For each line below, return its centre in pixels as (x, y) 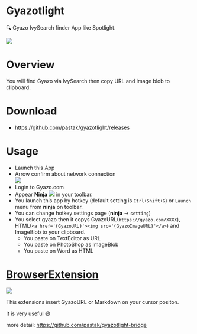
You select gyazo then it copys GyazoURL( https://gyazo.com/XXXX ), (97, 219)
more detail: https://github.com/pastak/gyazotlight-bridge (76, 325)
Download (32, 111)
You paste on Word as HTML (58, 250)
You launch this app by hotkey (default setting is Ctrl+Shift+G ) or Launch (103, 200)
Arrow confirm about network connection (65, 174)
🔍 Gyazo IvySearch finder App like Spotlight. (61, 27)
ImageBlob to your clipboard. (50, 232)
